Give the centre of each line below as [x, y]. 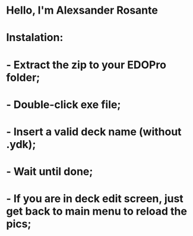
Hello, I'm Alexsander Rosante [82, 10]
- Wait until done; [50, 172]
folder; [23, 77]
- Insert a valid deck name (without [94, 132]
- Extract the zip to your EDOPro [86, 64]
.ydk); [21, 144]
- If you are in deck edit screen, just [95, 199]
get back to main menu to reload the [96, 211]
